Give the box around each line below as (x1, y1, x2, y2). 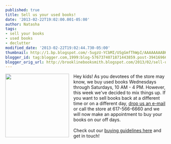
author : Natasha (5, 21, 40, 27)
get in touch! (73, 133, 100, 139)
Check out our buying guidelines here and (73, 128, 162, 134)
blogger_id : (5, 54, 31, 60)
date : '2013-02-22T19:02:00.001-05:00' (5, 17, 90, 22)
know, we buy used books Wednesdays (73, 79, 157, 85)
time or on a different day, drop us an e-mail (73, 100, 166, 107)
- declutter (5, 41, 31, 46)
